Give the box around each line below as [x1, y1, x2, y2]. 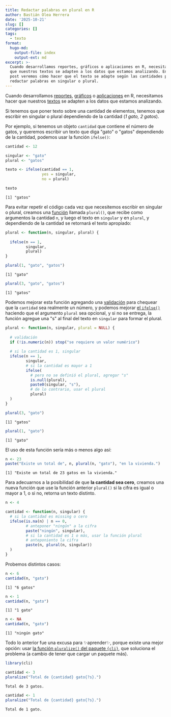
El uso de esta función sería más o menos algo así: [5, 447, 112, 453]
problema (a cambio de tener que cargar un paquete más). [5, 651, 128, 657]
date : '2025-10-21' [5, 17, 47, 22]
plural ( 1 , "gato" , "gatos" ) [5, 263, 65, 268]
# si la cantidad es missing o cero [10, 514, 88, 519]
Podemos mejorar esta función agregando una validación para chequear [5, 299, 158, 305]
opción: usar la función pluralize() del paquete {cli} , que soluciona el [5, 646, 156, 652]
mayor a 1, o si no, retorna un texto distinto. [5, 490, 96, 496]
